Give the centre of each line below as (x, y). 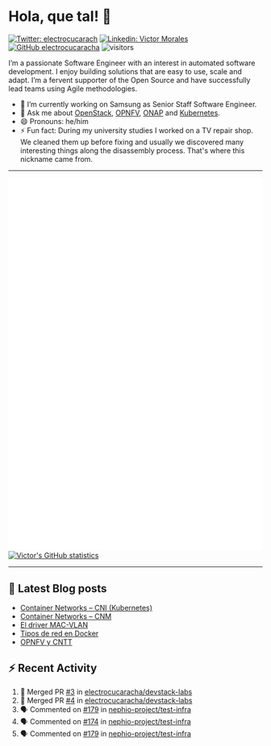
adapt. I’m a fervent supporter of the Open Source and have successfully (129, 80)
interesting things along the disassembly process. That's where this (132, 150)
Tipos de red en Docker (59, 634)
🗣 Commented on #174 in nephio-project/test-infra (105, 721)
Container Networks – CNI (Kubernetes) (86, 608)
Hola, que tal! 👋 (60, 17)
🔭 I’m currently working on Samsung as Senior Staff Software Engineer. (138, 104)
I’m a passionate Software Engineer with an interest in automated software (132, 63)
